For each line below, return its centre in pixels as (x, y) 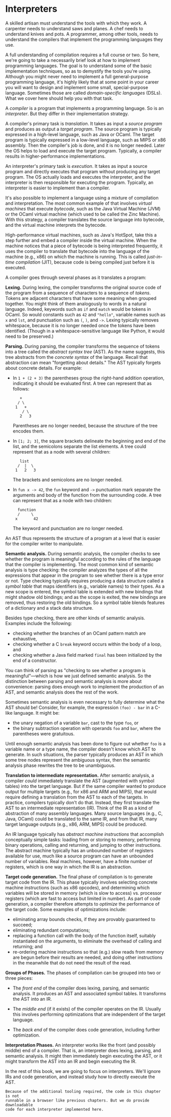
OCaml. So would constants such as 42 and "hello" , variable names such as (86, 314)
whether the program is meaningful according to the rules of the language (83, 559)
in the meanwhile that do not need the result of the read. (72, 962)
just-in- (155, 256)
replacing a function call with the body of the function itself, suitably (84, 935)
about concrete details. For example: (44, 368)
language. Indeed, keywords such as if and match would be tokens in (78, 309)
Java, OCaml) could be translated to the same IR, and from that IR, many (81, 819)
